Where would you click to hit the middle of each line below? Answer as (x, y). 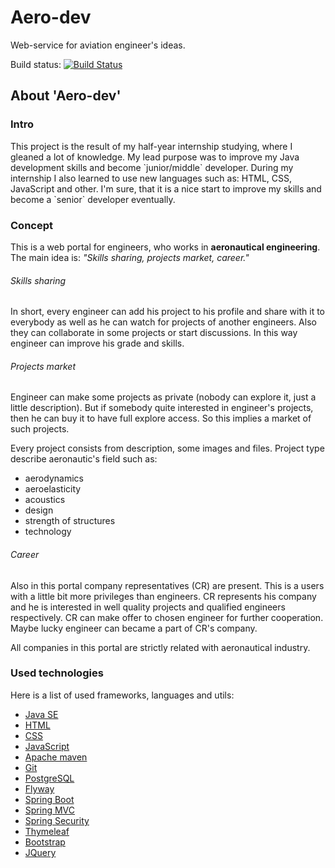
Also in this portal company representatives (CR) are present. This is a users (167, 585)
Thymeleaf (47, 831)
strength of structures (70, 521)
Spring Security (57, 820)
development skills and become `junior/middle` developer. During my (152, 167)
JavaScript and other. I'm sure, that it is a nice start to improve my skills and (166, 188)
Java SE (41, 714)
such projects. (40, 429)
